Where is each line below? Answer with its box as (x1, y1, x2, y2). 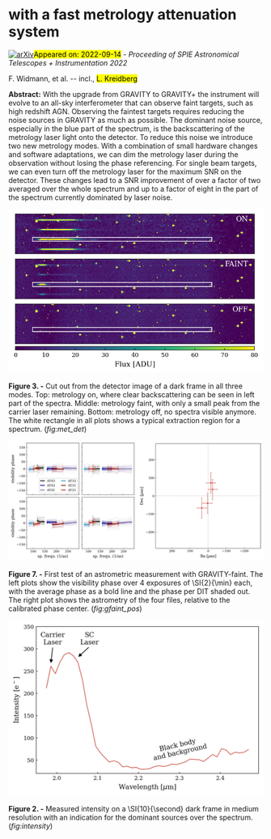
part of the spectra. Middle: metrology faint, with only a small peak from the (8, 398, 260, 408)
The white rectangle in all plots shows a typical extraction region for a (8, 415, 240, 425)
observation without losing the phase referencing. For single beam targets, (8, 158, 257, 167)
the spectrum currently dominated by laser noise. (8, 193, 173, 202)
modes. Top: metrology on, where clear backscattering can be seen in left (8, 389, 255, 399)
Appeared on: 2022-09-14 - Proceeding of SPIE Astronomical (33, 49, 239, 59)
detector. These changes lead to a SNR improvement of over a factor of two (8, 175, 261, 184)
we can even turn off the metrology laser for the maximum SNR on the (8, 167, 242, 176)
